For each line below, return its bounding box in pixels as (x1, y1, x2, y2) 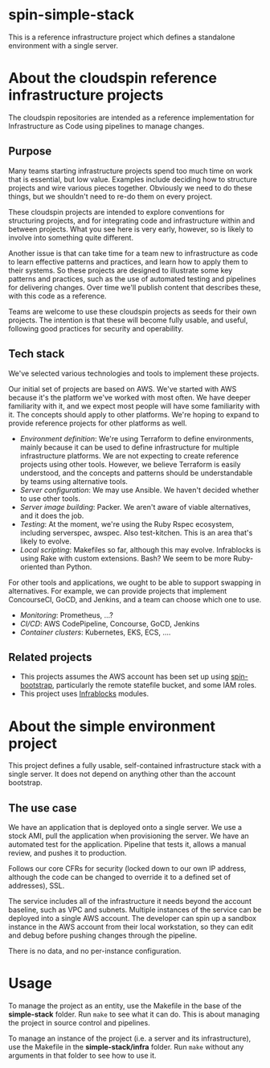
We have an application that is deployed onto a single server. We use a (8, 823, 243, 832)
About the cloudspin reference (8, 69, 218, 88)
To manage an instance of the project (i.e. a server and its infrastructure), (8, 1033, 252, 1043)
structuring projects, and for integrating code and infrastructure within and (8, 216, 256, 225)
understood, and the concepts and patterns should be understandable (19, 468, 253, 478)
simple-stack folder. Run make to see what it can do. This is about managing (8, 1009, 260, 1019)
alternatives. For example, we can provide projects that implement (8, 585, 227, 596)
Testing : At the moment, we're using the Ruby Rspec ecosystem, (19, 519, 235, 528)
